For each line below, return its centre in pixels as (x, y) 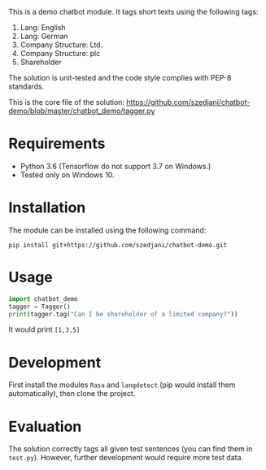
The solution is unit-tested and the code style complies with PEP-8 (120, 78)
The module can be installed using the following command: (107, 230)
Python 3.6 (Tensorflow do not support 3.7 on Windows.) (116, 166)
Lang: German (44, 36)
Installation (47, 208)
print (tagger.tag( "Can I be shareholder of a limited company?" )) (123, 314)
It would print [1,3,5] (44, 329)
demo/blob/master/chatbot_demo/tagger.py (82, 111)
